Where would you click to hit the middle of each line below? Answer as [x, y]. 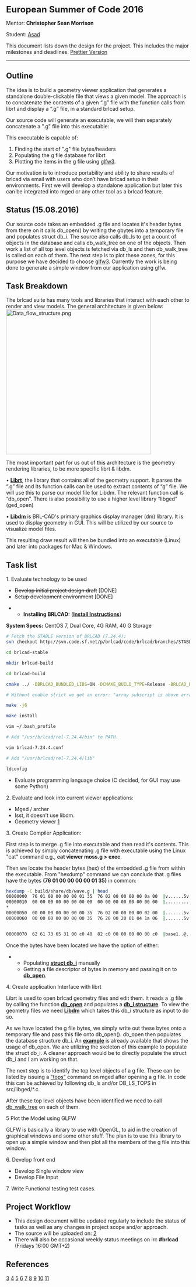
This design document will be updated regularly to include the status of [100, 1221]
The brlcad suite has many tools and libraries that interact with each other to [98, 300]
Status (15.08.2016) [43, 210]
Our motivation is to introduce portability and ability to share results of [90, 173]
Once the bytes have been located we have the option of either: [83, 945]
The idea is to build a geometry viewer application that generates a [86, 90]
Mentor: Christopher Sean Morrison [50, 23]
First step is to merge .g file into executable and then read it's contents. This [97, 844]
